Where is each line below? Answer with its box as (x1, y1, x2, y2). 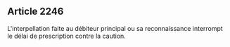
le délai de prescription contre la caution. (7, 32, 127, 40)
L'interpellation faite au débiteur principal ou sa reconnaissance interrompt (7, 24, 223, 32)
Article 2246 (7, 6, 64, 18)
